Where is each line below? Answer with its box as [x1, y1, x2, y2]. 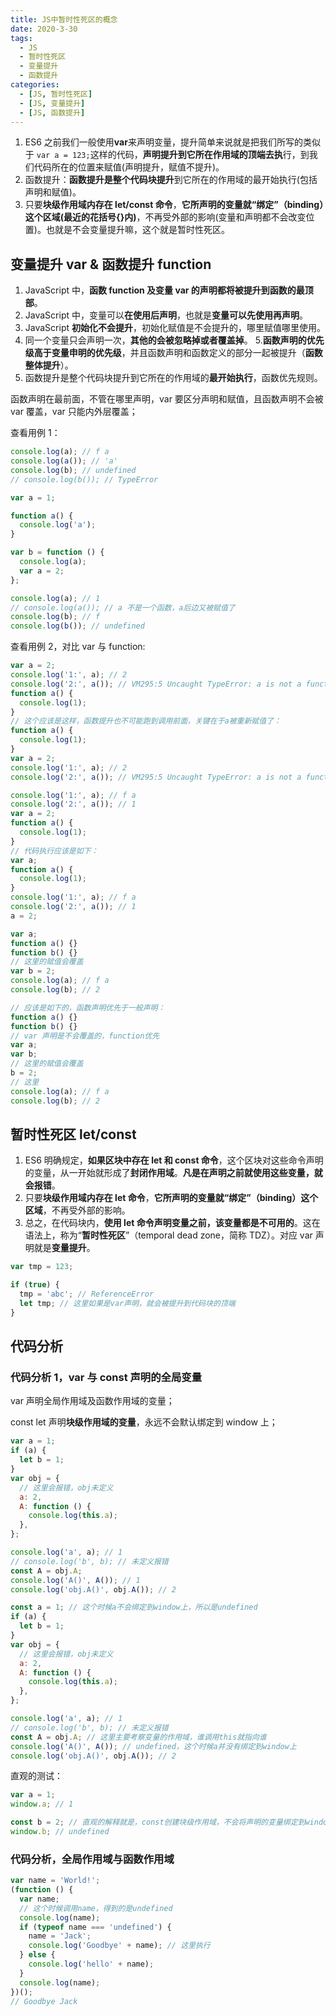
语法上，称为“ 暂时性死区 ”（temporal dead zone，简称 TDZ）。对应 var [24, 1229, 313, 1241]
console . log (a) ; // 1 [10, 593, 101, 603]
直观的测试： [10, 1770, 63, 1782]
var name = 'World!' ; [10, 1876, 101, 1886]
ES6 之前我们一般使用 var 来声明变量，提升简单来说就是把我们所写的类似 [24, 136, 321, 148]
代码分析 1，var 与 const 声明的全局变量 [10, 1371, 203, 1385]
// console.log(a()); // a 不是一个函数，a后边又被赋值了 [10, 602, 236, 613]
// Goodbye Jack [10, 1996, 78, 2006]
